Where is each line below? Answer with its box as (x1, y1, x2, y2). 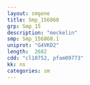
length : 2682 (7, 49, 48, 56)
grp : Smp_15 (7, 23, 41, 29)
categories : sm (7, 67, 50, 74)
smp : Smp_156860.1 (7, 36, 59, 42)
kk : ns (7, 61, 26, 68)
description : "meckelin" (7, 29, 78, 36)
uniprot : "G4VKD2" (7, 42, 59, 49)
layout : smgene (7, 10, 50, 17)
